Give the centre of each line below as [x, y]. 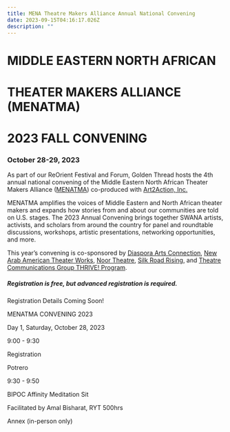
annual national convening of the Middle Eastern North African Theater [108, 182]
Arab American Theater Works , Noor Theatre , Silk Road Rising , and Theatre [114, 260]
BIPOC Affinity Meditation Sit [48, 395]
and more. [22, 239]
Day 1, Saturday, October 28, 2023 [56, 328]
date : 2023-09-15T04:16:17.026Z [53, 20]
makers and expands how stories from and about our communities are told [113, 210]
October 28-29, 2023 [44, 159]
